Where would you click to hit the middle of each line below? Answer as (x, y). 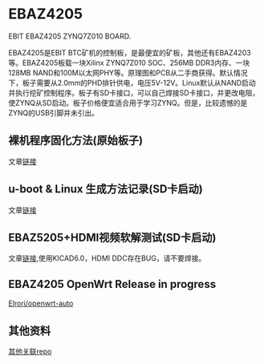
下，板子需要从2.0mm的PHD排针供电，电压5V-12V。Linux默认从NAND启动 (132, 83)
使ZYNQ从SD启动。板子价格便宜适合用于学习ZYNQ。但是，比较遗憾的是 (128, 103)
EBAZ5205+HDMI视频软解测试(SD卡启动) (112, 237)
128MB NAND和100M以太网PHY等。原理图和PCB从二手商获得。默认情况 (128, 72)
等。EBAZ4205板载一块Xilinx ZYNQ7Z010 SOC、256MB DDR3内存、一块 (129, 63)
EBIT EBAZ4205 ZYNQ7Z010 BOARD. (70, 36)
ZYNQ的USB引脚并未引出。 (54, 112)
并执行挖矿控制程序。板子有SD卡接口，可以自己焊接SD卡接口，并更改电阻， (134, 92)
